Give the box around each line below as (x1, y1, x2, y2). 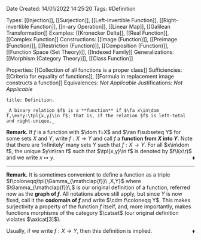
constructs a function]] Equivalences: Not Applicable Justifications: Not (6, 79, 183, 86)
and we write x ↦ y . (6, 154, 55, 161)
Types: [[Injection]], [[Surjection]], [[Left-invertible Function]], (6, 17, 159, 23)
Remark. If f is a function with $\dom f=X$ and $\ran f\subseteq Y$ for (6, 129, 181, 135)
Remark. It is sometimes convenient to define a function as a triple (6, 171, 170, 178)
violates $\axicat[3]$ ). (6, 215, 61, 223)
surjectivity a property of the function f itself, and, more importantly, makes (6, 203, 191, 210)
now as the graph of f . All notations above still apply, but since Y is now (6, 190, 182, 197)
